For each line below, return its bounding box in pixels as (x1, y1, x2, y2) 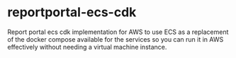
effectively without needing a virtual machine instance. (7, 42, 167, 51)
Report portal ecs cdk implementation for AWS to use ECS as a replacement (7, 28, 229, 36)
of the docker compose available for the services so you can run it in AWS (7, 35, 224, 43)
